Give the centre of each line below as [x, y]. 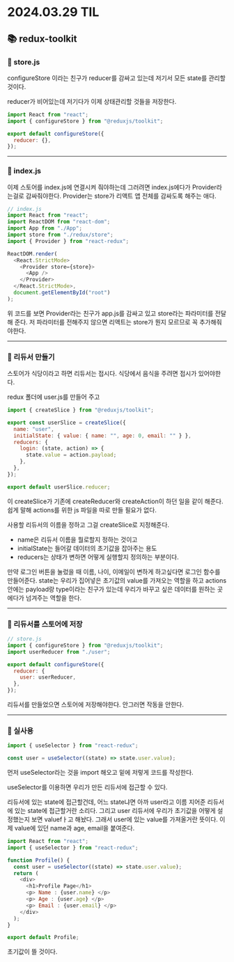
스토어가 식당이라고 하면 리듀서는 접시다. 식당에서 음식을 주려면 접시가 [102, 374]
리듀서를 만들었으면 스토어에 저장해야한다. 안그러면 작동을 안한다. [96, 704]
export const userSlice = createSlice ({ [67, 423]
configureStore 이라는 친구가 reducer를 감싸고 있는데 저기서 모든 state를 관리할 [117, 78]
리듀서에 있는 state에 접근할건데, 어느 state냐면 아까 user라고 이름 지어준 [107, 802]
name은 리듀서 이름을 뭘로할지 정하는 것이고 [77, 539]
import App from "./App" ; [45, 228]
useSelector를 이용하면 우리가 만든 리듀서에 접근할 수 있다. [87, 787]
